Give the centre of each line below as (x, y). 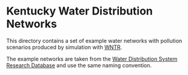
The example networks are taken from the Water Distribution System (92, 59)
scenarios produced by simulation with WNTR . (64, 47)
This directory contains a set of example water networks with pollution (94, 41)
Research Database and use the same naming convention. (79, 65)
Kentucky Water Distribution (80, 11)
